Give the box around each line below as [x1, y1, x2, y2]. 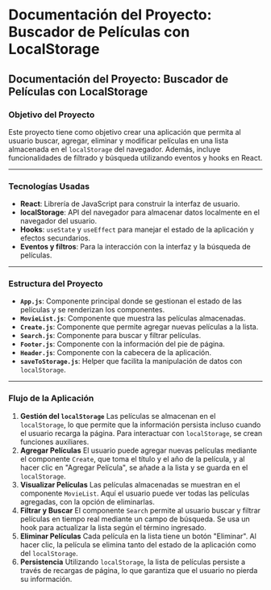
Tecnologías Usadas [8, 180, 90, 191]
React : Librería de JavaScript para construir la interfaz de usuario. [19, 199, 240, 209]
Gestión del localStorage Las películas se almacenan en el [19, 411, 216, 421]
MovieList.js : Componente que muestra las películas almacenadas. [19, 313, 246, 324]
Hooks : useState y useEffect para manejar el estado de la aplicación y [19, 224, 254, 235]
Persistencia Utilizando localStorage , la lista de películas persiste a [19, 557, 246, 567]
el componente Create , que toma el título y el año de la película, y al [19, 454, 245, 463]
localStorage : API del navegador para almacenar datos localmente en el [19, 207, 261, 217]
